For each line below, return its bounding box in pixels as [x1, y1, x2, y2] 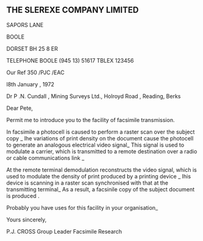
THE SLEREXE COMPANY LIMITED [6, 5, 139, 15]
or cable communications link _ [6, 154, 84, 161]
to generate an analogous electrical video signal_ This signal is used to [6, 141, 185, 148]
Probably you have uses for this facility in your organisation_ [6, 204, 158, 211]
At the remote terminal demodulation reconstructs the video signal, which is [6, 166, 197, 174]
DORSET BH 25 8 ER [6, 45, 58, 52]
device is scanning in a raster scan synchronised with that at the [6, 179, 169, 186]
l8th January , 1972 [6, 80, 54, 88]
